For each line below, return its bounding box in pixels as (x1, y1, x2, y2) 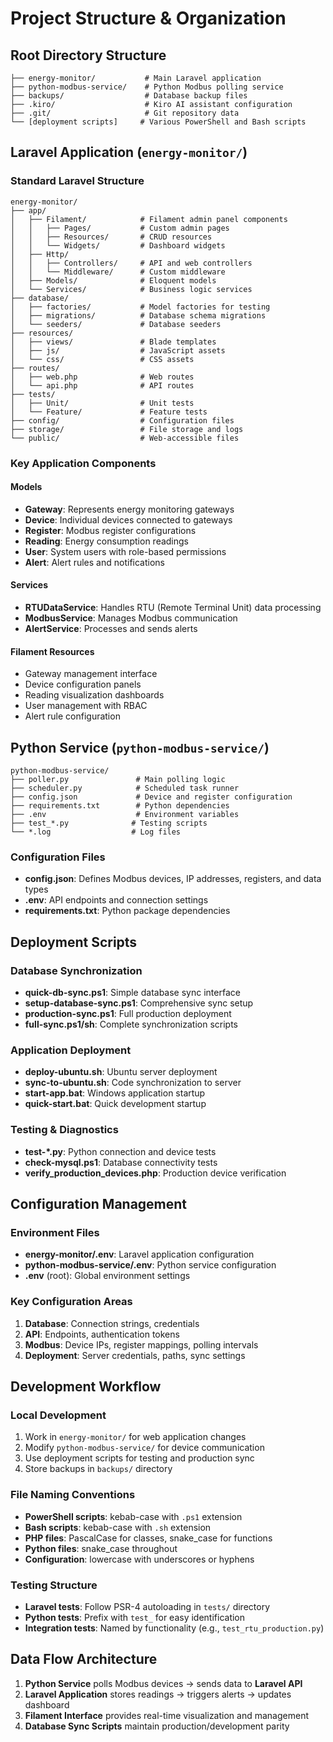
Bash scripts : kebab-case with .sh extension (24, 1521, 212, 1533)
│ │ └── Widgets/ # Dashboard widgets (10, 240, 226, 251)
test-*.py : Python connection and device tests (24, 1145, 217, 1157)
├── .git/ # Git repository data (10, 108, 240, 118)
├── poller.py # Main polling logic (10, 775, 226, 785)
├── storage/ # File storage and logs (10, 424, 244, 434)
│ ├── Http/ (10, 249, 70, 259)
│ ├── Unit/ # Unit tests (10, 398, 195, 408)
